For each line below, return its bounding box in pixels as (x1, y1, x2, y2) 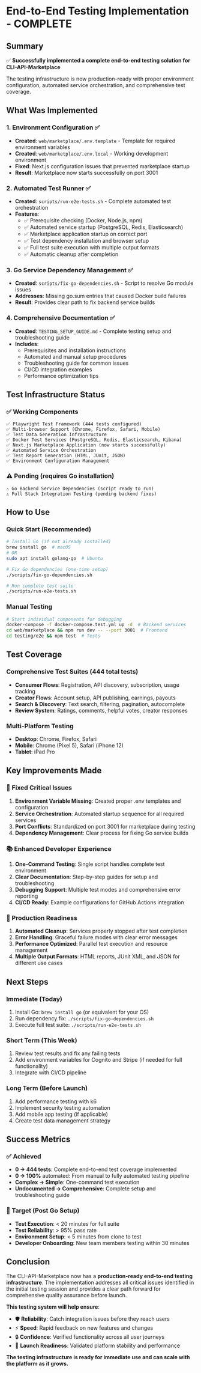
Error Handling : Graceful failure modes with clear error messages (14, 934, 178, 941)
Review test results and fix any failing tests (14, 1050, 121, 1057)
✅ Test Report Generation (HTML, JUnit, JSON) (6, 452, 126, 459)
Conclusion (6, 1256, 50, 1267)
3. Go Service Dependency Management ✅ (6, 266, 134, 274)
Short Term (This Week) (6, 1036, 77, 1044)
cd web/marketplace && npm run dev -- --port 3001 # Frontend (6, 627, 168, 633)
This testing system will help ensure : (6, 1303, 100, 1311)
